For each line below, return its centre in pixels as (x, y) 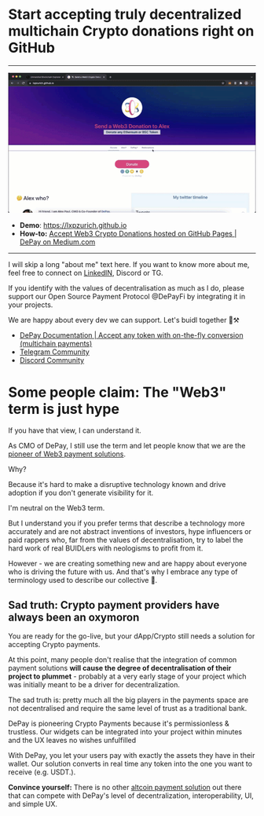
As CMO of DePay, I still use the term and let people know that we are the (127, 446)
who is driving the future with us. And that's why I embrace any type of (123, 572)
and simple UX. (33, 804)
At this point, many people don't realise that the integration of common (123, 660)
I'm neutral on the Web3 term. (57, 508)
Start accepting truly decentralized (125, 15)
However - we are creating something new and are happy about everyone (128, 564)
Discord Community (52, 360)
